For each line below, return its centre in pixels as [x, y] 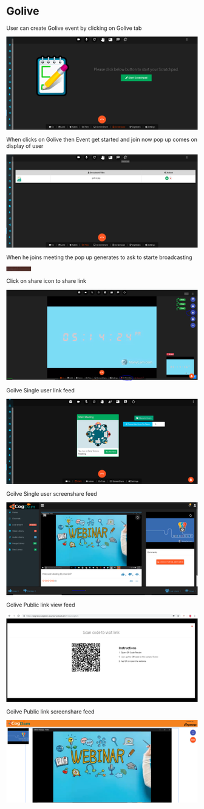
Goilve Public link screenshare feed [50, 712]
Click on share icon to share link [46, 280]
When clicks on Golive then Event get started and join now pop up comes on [102, 140]
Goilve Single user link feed [40, 391]
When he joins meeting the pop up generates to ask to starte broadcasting [99, 257]
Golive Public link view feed [41, 605]
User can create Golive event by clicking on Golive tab [74, 28]
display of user [25, 146]
